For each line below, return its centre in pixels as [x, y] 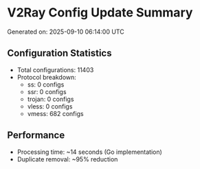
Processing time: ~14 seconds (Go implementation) [90, 152]
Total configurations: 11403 [55, 69]
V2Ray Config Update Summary [100, 13]
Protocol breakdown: [47, 77]
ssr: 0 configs [47, 91]
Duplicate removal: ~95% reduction [67, 159]
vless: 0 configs [50, 106]
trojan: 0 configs [51, 99]
